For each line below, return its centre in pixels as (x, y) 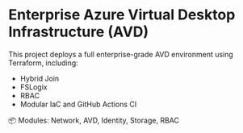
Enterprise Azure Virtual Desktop (122, 15)
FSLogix (34, 87)
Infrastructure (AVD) (79, 32)
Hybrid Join (40, 78)
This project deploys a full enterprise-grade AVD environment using (121, 54)
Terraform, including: (43, 63)
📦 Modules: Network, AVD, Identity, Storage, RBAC (94, 120)
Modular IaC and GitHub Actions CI (78, 104)
